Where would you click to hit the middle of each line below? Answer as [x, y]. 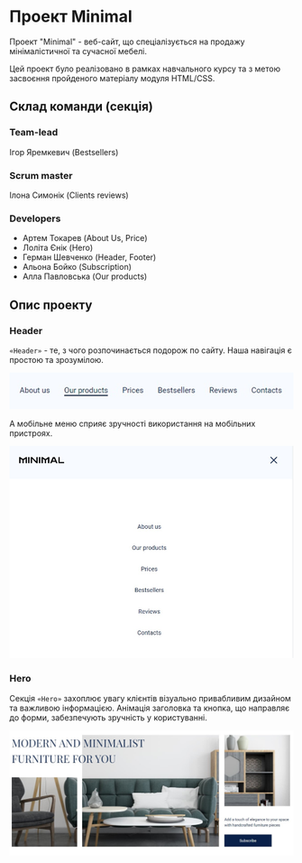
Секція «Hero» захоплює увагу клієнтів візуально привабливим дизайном [150, 698]
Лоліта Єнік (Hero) [58, 248]
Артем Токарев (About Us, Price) [85, 238]
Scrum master [41, 175]
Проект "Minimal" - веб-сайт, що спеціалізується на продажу [127, 42]
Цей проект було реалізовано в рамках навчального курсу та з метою [145, 69]
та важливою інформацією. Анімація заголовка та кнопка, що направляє [150, 708]
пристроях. [31, 433]
